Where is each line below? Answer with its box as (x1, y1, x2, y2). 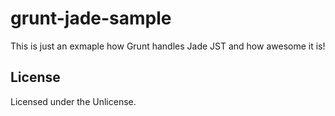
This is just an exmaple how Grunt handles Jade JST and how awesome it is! (10, 40, 326, 52)
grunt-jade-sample (10, 7, 172, 30)
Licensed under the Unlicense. (10, 95, 137, 107)
